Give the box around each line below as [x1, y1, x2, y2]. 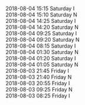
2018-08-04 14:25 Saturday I [5, 18, 76, 24]
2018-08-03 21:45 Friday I [5, 67, 69, 74]
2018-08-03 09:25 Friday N [5, 86, 73, 93]
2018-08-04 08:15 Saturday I [5, 42, 76, 49]
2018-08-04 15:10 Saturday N [5, 11, 77, 18]
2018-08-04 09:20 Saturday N [5, 36, 80, 43]
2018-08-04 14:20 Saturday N [5, 23, 79, 31]
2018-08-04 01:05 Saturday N [5, 61, 79, 68]
